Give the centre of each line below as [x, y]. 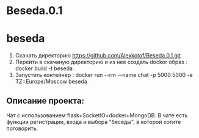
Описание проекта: [45, 100]
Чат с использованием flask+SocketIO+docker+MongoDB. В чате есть [97, 115]
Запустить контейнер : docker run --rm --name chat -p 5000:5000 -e [104, 75]
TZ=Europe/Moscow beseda [51, 82]
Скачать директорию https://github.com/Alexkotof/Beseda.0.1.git [98, 56]
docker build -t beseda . [45, 68]
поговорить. [22, 128]
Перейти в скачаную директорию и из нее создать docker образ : [101, 62]
